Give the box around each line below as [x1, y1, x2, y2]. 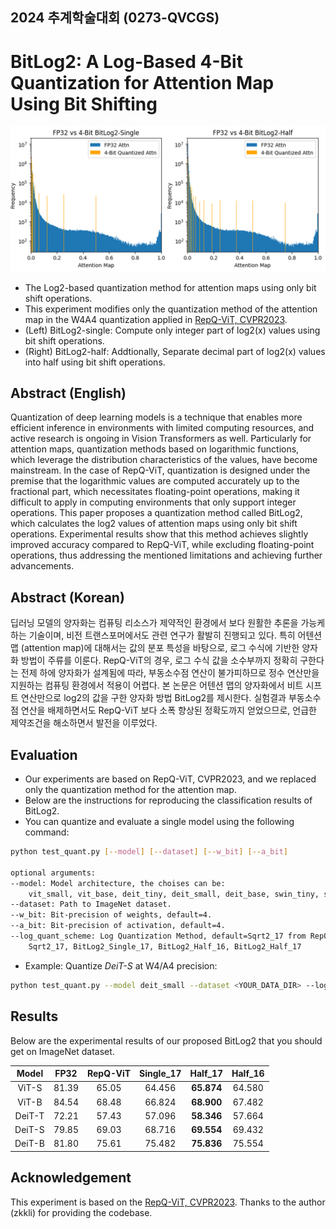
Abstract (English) [10, 385, 127, 402]
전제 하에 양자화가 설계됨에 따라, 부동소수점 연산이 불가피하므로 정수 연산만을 [20, 667, 320, 679]
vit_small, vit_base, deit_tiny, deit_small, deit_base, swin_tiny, [28, 889, 320, 899]
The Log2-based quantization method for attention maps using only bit [24, 281, 317, 293]
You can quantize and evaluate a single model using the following [24, 816, 295, 828]
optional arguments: [10, 868, 97, 878]
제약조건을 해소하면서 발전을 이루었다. [10, 717, 158, 729]
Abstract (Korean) [10, 589, 125, 606]
